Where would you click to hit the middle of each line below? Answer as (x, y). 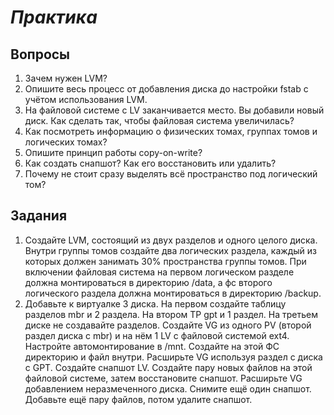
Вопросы (40, 54)
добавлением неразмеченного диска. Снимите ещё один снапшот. (168, 388)
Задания (39, 216)
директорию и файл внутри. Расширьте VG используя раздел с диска (173, 357)
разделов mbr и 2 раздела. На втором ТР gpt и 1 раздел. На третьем (171, 314)
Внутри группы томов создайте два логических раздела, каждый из (170, 250)
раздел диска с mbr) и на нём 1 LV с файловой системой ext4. (157, 335)
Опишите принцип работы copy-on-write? (113, 152)
